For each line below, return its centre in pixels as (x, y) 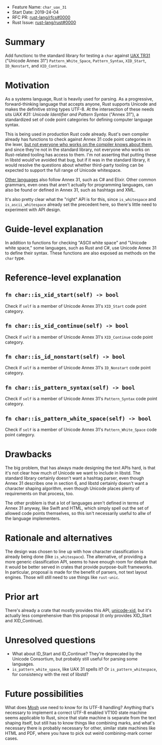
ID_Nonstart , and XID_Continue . (36, 66)
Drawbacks (28, 455)
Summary (25, 42)
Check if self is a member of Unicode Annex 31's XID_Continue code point (79, 337)
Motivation (27, 86)
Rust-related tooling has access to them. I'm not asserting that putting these (81, 154)
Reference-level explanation (63, 278)
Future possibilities (44, 694)
